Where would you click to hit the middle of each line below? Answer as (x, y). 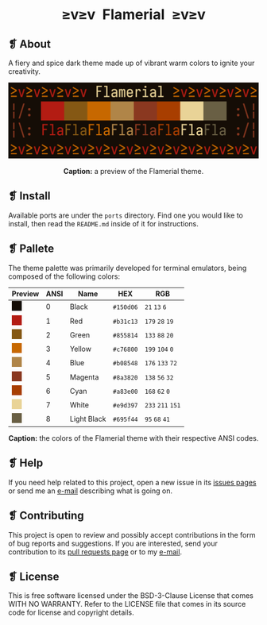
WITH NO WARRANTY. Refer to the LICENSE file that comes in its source (127, 604)
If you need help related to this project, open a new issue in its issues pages (132, 482)
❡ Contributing (46, 516)
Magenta (85, 377)
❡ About (30, 44)
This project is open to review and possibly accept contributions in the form (132, 534)
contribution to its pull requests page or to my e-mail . (95, 552)
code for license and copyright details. (71, 612)
